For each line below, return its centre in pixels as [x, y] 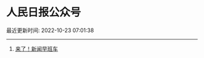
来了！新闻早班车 [36, 48]
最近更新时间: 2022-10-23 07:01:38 [50, 30]
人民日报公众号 [44, 12]
